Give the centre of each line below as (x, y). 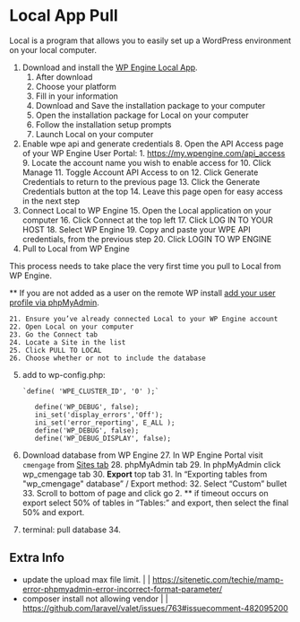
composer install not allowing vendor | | (95, 599)
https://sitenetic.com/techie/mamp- (218, 579)
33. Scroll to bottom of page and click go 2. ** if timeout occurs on (145, 493)
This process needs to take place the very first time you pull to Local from (146, 266)
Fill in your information (77, 96)
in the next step (51, 201)
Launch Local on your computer (94, 134)
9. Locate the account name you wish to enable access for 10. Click (146, 162)
